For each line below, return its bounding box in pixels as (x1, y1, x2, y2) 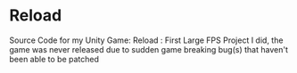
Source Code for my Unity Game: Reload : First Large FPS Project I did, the (9, 35, 284, 45)
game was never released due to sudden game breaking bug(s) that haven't (9, 44, 288, 54)
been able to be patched (9, 53, 100, 64)
